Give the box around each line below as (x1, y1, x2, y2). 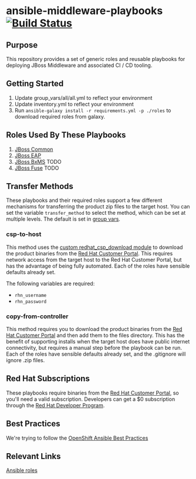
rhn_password (14, 298, 47, 305)
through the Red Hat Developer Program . (6, 402, 105, 409)
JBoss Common (14, 146, 53, 153)
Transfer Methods (6, 181, 73, 191)
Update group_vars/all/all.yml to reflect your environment (14, 94, 153, 101)
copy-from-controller (6, 312, 69, 321)
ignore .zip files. (6, 357, 45, 364)
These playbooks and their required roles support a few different (6, 197, 163, 204)
